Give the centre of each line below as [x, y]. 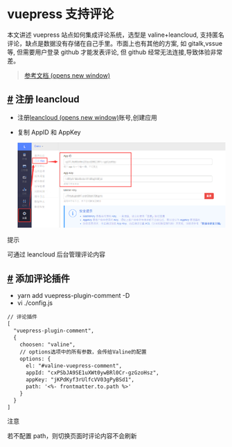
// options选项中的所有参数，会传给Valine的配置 [83, 352]
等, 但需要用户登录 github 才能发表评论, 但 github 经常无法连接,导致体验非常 [115, 52]
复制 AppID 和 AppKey [49, 132]
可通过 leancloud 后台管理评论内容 [56, 254]
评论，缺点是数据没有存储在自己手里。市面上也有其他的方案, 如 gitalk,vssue [115, 43]
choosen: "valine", [48, 345]
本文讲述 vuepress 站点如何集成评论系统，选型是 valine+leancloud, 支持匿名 [116, 35]
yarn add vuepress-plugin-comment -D [73, 296]
